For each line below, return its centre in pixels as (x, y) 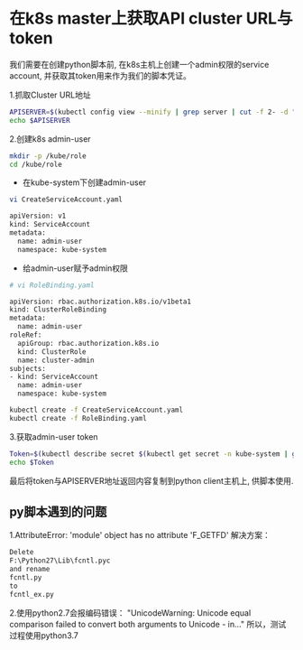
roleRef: (26, 335)
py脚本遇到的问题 (58, 511)
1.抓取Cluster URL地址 (50, 95)
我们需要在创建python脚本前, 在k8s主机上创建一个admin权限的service (139, 64)
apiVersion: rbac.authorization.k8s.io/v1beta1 (101, 302)
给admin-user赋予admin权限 (75, 268)
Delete (22, 552)
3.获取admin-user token (54, 436)
